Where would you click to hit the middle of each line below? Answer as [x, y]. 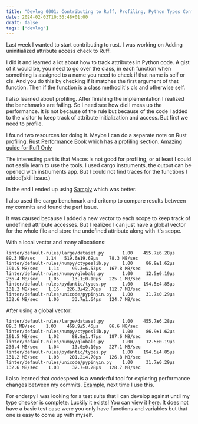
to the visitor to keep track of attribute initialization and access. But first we [97, 118]
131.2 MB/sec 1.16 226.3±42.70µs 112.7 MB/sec [74, 289]
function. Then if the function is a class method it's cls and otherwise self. [96, 87]
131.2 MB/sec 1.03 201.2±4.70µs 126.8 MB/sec [74, 357]
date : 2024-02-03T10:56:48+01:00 [47, 17]
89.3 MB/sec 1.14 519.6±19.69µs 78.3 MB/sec [72, 259]
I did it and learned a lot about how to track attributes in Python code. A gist [98, 62]
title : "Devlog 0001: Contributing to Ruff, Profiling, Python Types [93, 11]
